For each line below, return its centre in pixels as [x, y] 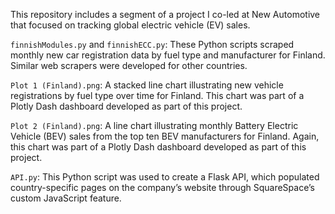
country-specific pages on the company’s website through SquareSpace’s [162, 187]
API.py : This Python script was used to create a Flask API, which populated [165, 177]
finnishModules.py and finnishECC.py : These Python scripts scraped [152, 44]
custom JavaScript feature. [66, 198]
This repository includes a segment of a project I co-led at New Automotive [165, 14]
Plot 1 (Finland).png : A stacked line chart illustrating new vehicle [147, 85]
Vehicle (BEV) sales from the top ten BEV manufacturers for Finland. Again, [165, 136]
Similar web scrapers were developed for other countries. [129, 65]
